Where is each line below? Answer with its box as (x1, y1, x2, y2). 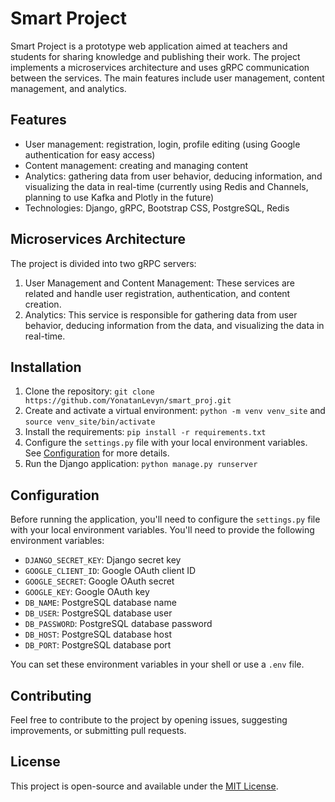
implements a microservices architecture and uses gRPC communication (10, 61, 310, 73)
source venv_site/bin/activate (24, 417, 156, 427)
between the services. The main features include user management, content (10, 72, 325, 84)
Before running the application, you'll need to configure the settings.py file (10, 513, 321, 526)
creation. (24, 298, 62, 310)
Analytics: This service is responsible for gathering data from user (24, 308, 298, 321)
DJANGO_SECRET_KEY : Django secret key (24, 554, 182, 566)
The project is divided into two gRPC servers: (10, 257, 197, 269)
